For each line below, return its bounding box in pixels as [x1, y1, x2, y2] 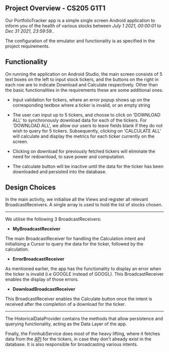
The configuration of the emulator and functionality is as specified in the [5, 38, 155, 44]
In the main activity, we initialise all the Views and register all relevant [5, 196, 148, 202]
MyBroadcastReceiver [12, 226, 61, 232]
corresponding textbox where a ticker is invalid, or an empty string [12, 102, 150, 108]
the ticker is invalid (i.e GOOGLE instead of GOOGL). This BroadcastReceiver [5, 271, 164, 277]
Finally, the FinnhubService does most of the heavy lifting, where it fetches [5, 331, 160, 337]
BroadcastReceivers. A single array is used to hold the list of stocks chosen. [5, 202, 163, 208]
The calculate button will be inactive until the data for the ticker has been [12, 163, 163, 169]
